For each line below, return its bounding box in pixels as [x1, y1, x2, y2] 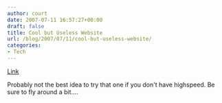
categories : [7, 42, 41, 49]
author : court [7, 10, 48, 17]
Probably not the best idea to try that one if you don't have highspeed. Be [7, 80, 215, 89]
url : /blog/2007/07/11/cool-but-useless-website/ [7, 36, 153, 43]
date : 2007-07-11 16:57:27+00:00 [7, 16, 103, 23]
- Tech [7, 49, 26, 56]
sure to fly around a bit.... [7, 87, 78, 96]
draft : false [7, 23, 45, 30]
